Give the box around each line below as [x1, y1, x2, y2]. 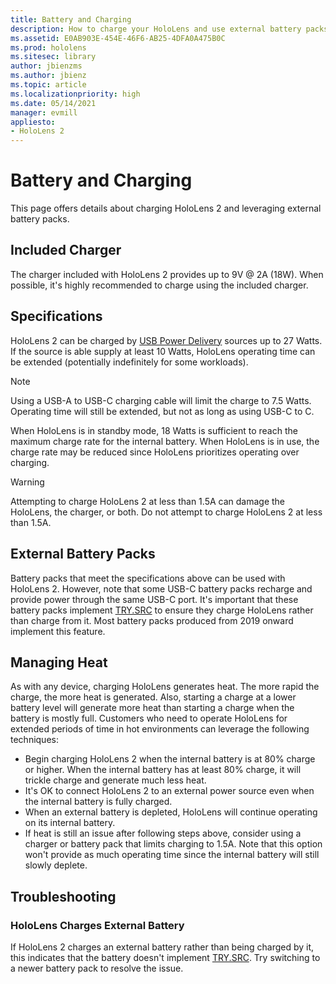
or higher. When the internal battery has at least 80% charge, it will [24, 764, 302, 776]
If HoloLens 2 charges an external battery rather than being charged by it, [10, 941, 315, 953]
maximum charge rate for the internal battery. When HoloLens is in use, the [10, 435, 320, 447]
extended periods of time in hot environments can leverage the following [10, 723, 310, 735]
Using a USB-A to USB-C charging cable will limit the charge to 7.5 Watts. [10, 394, 312, 406]
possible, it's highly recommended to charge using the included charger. [10, 279, 309, 291]
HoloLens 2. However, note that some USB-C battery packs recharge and [10, 582, 313, 595]
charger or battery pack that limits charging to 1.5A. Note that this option [24, 838, 323, 850]
